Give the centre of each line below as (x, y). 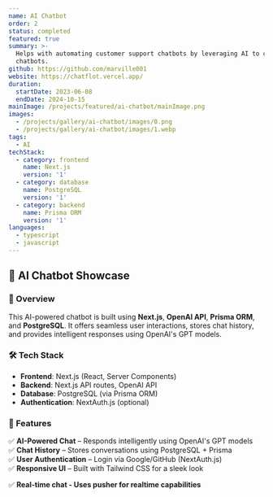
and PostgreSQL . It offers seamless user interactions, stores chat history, (131, 325)
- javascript (38, 243)
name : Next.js (47, 168)
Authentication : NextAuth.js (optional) (84, 402)
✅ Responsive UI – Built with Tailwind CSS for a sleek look (106, 469)
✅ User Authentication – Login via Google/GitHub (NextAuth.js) (115, 460)
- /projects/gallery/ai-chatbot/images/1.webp (96, 129)
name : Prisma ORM (52, 212)
